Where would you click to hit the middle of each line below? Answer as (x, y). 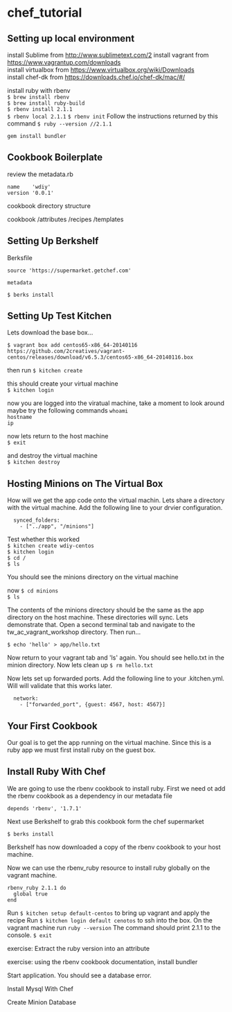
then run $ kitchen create (45, 370)
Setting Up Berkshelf (53, 241)
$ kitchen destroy (34, 463)
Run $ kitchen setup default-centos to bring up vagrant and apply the (109, 913)
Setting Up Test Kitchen (60, 316)
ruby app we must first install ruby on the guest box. (81, 750)
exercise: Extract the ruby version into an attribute (79, 948)
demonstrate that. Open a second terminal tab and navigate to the (101, 625)
